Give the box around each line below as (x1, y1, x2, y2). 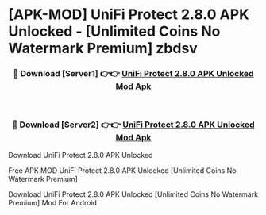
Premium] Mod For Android (8, 198, 98, 207)
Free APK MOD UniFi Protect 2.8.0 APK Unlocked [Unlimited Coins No (8, 165, 237, 175)
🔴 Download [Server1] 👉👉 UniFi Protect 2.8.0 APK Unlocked (13, 68, 254, 79)
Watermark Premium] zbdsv (8, 40, 199, 57)
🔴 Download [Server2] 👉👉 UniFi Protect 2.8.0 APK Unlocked (11, 119, 256, 130)
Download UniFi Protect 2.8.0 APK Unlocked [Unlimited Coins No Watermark (8, 189, 259, 199)
